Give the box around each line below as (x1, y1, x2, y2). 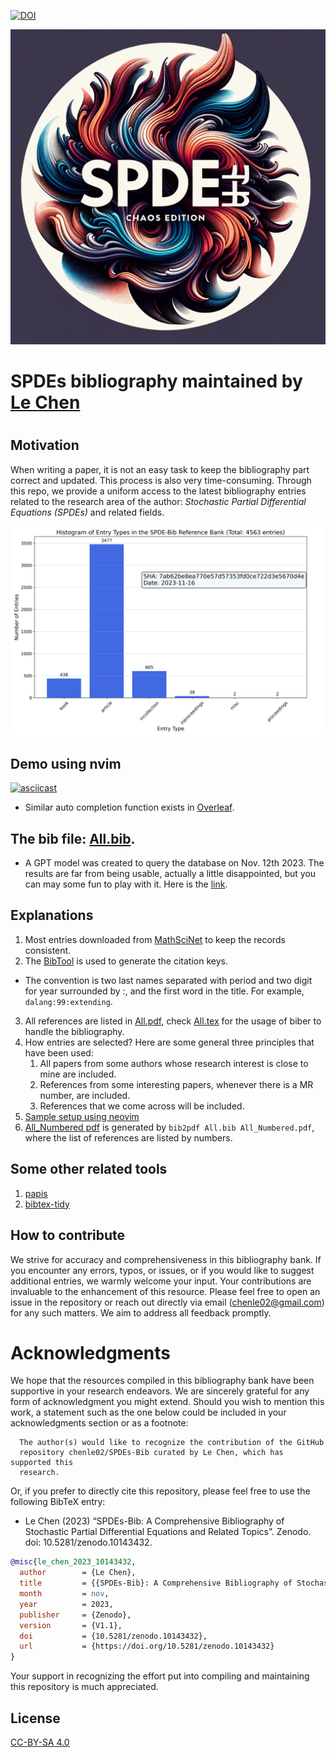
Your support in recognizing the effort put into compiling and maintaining (10, 1670, 310, 1682)
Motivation (10, 437, 80, 454)
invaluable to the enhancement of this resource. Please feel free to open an (10, 1285, 321, 1297)
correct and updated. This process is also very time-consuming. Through (10, 474, 312, 486)
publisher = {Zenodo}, (19, 1610, 132, 1620)
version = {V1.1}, (19, 1620, 123, 1630)
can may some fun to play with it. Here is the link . (24, 878, 228, 890)
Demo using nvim (10, 755, 122, 772)
